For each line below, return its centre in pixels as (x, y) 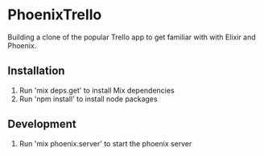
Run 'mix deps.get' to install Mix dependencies (97, 90)
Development (42, 124)
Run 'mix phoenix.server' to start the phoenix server (105, 143)
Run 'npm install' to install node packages (88, 99)
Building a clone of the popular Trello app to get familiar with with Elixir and (132, 37)
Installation (36, 71)
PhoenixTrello (55, 15)
